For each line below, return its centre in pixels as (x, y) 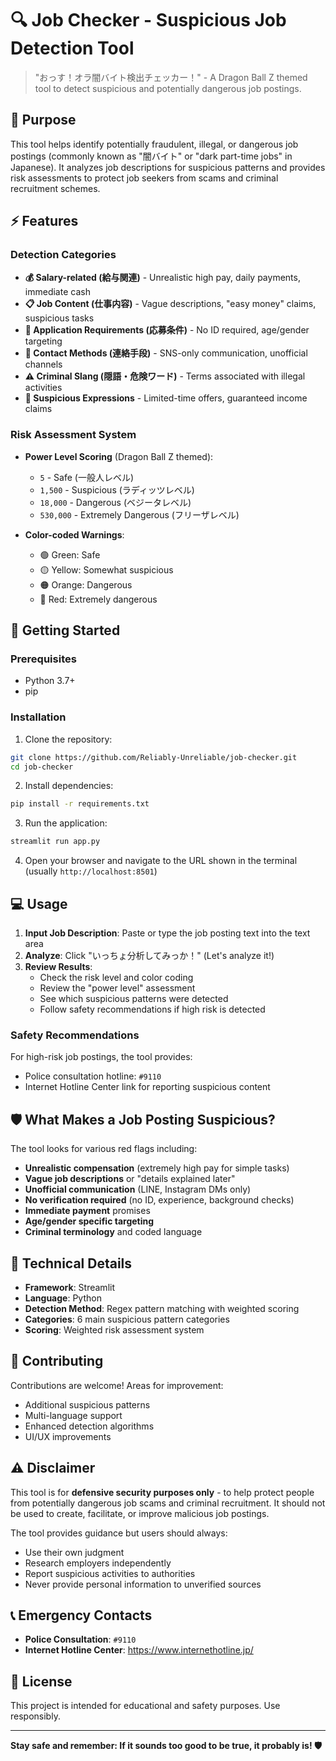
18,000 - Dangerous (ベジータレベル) (115, 502)
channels (43, 364)
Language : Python (63, 1298)
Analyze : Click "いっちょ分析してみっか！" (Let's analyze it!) (149, 956)
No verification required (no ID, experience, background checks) (159, 1200)
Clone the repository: (68, 739)
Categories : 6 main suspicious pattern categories (127, 1319)
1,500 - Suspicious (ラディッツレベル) (117, 489)
